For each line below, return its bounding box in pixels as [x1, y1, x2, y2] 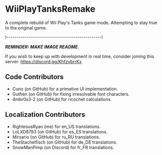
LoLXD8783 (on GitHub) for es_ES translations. [12, 129, 108, 134]
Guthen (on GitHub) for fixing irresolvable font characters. [12, 91, 130, 97]
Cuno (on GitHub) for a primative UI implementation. [12, 86, 118, 92]
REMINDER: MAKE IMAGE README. [5, 44, 80, 50]
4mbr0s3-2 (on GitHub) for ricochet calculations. [12, 96, 112, 102]
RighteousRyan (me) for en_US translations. [12, 124, 101, 129]
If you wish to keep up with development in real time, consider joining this [5, 53, 154, 59]
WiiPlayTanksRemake [5, 3, 96, 15]
